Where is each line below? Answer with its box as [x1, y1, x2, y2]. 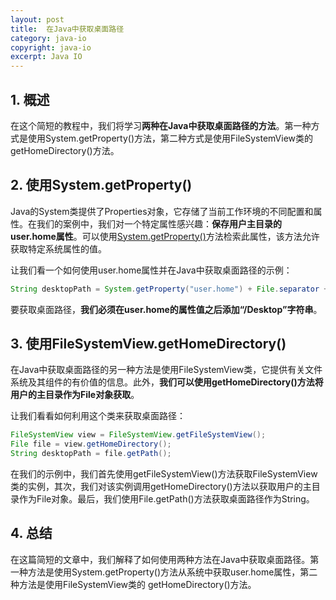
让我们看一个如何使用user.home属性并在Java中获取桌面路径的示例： [10, 264, 293, 276]
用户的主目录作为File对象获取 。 [10, 389, 140, 401]
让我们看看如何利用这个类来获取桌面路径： [10, 410, 186, 422]
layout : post [10, 14, 65, 25]
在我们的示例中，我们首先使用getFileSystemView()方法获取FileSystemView [10, 468, 318, 480]
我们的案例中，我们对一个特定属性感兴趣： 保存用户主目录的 [36, 217, 282, 230]
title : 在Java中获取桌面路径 [10, 24, 125, 34]
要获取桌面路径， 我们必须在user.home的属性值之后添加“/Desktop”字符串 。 [10, 303, 323, 315]
